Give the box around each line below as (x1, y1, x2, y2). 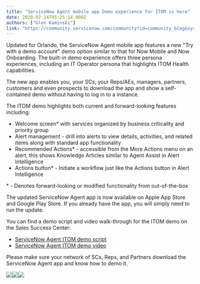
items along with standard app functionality (14, 139, 121, 146)
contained (6, 91, 31, 98)
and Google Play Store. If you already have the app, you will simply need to (6, 200, 190, 207)
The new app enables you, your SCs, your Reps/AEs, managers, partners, (6, 78, 186, 86)
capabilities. (6, 67, 36, 74)
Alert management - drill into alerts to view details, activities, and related (14, 133, 193, 140)
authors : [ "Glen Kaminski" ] (6, 20, 76, 26)
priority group (14, 127, 49, 134)
